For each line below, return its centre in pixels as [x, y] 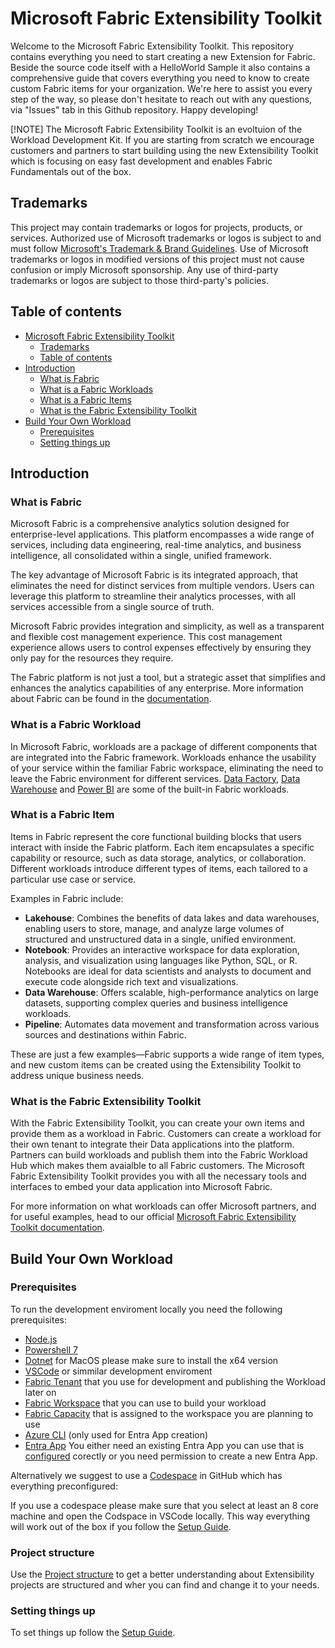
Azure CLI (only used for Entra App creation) [116, 1434]
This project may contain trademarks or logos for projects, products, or [156, 227]
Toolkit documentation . [57, 1228]
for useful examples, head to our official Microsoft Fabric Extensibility [153, 1217]
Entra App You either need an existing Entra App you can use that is [164, 1445]
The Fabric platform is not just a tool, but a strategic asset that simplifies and [168, 678]
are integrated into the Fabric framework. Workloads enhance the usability [163, 757]
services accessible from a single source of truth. [112, 607]
